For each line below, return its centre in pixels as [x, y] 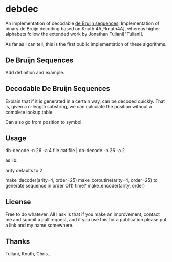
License [18, 202]
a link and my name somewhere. [39, 225]
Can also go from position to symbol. [44, 122]
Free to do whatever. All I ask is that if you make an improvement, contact [83, 214]
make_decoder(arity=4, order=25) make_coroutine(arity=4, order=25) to [81, 180]
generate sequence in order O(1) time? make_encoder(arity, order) [75, 186]
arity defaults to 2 [24, 171]
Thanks [18, 241]
